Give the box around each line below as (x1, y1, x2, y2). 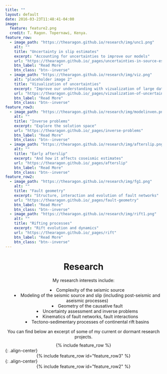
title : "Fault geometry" (14, 188, 66, 193)
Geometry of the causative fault (58, 303, 123, 309)
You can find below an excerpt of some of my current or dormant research (7, 329, 160, 335)
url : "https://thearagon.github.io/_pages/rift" (14, 230, 117, 235)
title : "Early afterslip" (14, 151, 68, 156)
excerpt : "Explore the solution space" (14, 123, 97, 128)
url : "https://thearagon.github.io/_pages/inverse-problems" (14, 128, 143, 133)
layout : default (5, 12, 39, 17)
